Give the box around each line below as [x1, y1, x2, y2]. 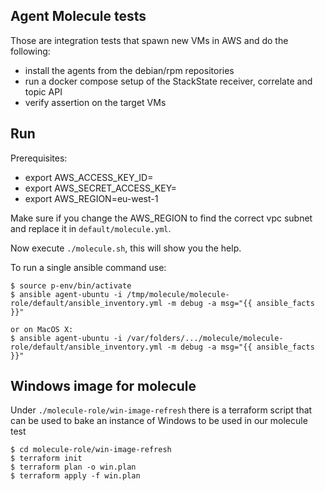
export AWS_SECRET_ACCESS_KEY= [24, 182, 178, 194]
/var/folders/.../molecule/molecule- [126, 333, 284, 343]
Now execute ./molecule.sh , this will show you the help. [10, 242, 242, 254]
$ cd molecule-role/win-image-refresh [10, 445, 172, 455]
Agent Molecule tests [10, 8, 147, 25]
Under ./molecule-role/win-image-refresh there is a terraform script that [10, 404, 313, 416]
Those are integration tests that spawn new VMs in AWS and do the [10, 34, 289, 46]
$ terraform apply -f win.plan [10, 471, 141, 481]
